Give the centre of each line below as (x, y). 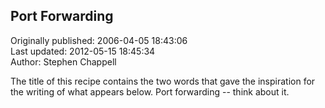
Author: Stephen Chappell (63, 61)
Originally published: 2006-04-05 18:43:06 (99, 40)
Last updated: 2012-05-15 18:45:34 (83, 51)
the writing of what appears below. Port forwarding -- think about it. (150, 91)
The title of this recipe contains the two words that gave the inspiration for (163, 81)
